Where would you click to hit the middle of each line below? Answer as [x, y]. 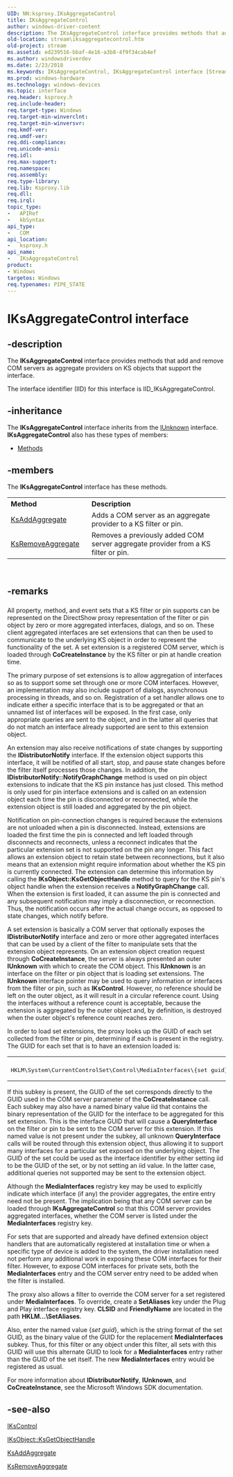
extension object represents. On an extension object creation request [106, 951]
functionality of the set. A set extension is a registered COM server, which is [116, 647]
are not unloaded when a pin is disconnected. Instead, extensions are [106, 828]
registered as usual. [35, 1367]
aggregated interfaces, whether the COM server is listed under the [102, 1216]
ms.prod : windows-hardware [46, 78]
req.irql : [21, 201]
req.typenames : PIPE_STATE [46, 284]
